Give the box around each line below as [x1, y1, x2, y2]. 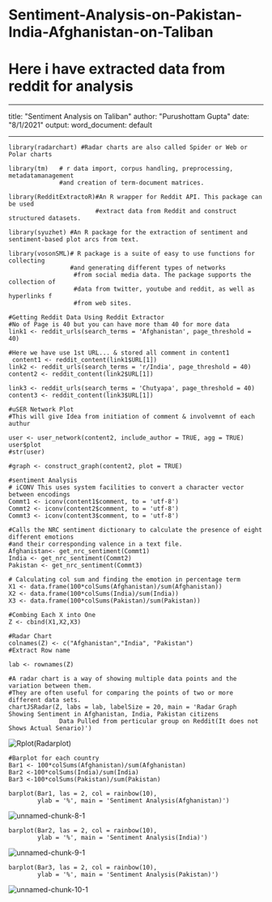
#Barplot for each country [8, 755, 100, 763]
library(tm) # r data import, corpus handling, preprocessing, [8, 164, 233, 173]
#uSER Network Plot [8, 406, 74, 414]
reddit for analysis [8, 77, 134, 96]
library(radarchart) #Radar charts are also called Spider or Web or [8, 143, 249, 151]
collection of [8, 278, 57, 287]
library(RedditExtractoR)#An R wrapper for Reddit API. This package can [8, 193, 263, 202]
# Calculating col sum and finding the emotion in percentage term [8, 576, 241, 584]
